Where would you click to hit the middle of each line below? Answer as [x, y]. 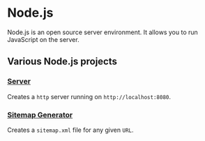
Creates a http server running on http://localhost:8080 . [89, 96]
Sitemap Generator [40, 114]
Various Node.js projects [62, 62]
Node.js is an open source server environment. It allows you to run [103, 32]
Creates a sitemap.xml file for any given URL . [70, 130]
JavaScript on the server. [43, 39]
